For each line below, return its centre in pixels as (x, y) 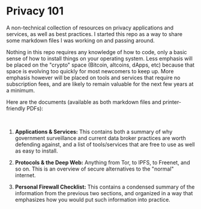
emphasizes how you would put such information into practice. (93, 199)
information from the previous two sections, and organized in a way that (104, 193)
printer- (172, 102)
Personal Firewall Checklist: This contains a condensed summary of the (105, 187)
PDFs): (35, 108)
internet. (25, 175)
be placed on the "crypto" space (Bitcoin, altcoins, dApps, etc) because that (100, 65)
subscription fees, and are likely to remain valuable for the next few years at (100, 84)
